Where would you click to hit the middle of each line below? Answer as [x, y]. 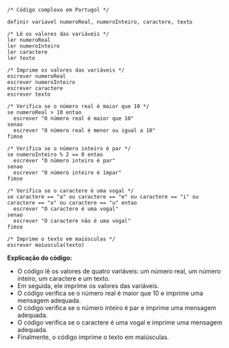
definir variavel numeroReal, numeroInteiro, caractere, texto [100, 22]
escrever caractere [35, 88]
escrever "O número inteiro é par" [64, 161]
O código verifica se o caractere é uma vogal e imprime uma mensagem [120, 323]
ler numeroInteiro [33, 46]
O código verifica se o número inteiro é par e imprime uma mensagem [117, 308]
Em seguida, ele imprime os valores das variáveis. [88, 286]
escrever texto [29, 94]
